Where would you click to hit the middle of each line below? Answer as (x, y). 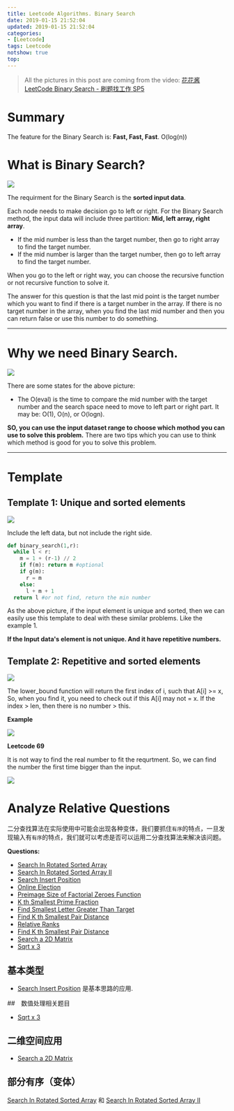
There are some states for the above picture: (71, 386)
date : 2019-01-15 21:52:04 (46, 20)
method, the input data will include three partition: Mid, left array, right (109, 218)
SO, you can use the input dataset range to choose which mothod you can (116, 428)
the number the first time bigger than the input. (75, 767)
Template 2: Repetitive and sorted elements (104, 661)
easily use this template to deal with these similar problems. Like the (105, 618)
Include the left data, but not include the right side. (80, 532)
